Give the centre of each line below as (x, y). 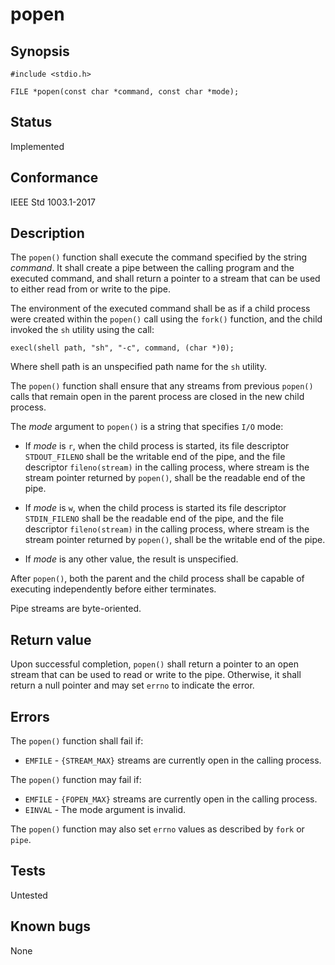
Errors (30, 716)
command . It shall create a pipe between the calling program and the (152, 268)
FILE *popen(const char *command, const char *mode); (125, 92)
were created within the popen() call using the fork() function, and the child (166, 319)
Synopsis (40, 51)
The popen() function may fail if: (76, 780)
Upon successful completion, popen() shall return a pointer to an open (154, 664)
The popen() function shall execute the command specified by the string (159, 257)
